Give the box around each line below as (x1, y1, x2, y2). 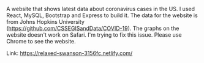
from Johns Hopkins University (6, 18, 85, 25)
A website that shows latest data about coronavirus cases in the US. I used (6, 6, 195, 12)
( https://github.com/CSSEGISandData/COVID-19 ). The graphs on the (6, 24, 179, 32)
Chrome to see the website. (6, 38, 77, 45)
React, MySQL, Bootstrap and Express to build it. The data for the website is (6, 12, 198, 19)
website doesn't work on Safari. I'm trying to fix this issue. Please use (6, 31, 182, 39)
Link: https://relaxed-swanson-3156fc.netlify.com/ (6, 50, 133, 57)
